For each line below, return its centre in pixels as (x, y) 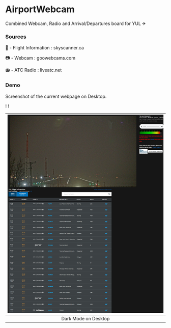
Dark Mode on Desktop (85, 318)
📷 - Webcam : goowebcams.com (40, 58)
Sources (16, 37)
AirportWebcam (40, 9)
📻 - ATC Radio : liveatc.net (34, 70)
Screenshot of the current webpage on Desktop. (56, 96)
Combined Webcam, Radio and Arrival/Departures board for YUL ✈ (76, 23)
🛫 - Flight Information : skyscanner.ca (45, 48)
